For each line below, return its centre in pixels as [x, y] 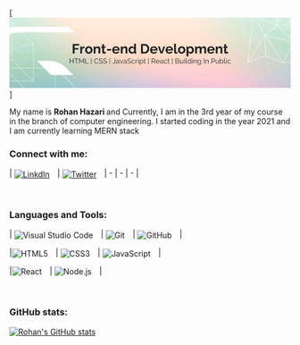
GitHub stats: [39, 312]
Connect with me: [49, 154]
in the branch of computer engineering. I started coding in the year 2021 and [150, 121]
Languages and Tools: [58, 215]
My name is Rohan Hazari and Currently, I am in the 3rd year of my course [146, 112]
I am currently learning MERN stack [75, 130]
